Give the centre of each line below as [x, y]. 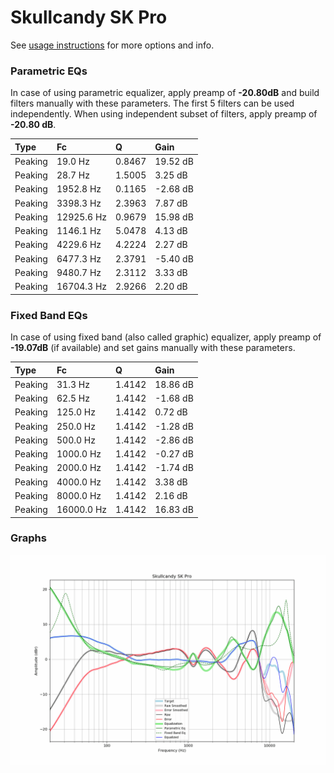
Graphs [28, 538]
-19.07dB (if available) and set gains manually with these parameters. [153, 348]
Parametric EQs [49, 71]
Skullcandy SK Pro [89, 17]
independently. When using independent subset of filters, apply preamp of [164, 114]
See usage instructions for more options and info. [112, 45]
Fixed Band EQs [49, 315]
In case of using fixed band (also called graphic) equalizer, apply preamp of [166, 337]
